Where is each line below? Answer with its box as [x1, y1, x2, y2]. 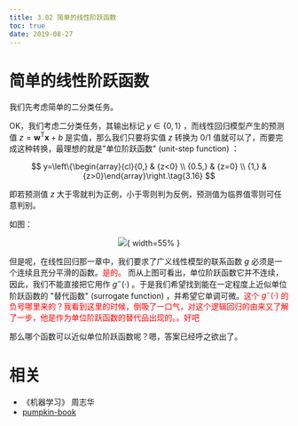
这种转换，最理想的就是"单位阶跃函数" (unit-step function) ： [16, 143, 239, 154]
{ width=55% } [127, 237, 180, 248]
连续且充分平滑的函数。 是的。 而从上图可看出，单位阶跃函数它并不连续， [16, 267, 284, 277]
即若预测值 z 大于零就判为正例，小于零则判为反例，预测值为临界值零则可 [9, 189, 275, 199]
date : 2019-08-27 [9, 29, 74, 38]
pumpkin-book [21, 406, 77, 418]
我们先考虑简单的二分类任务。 [9, 101, 118, 112]
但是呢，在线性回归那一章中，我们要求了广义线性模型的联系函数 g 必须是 [9, 255, 275, 267]
